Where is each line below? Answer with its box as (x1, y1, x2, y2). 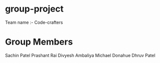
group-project (5, 3, 64, 15)
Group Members (5, 36, 73, 47)
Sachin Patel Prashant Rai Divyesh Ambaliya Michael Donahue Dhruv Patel (5, 52, 156, 58)
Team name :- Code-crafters (5, 19, 63, 25)
